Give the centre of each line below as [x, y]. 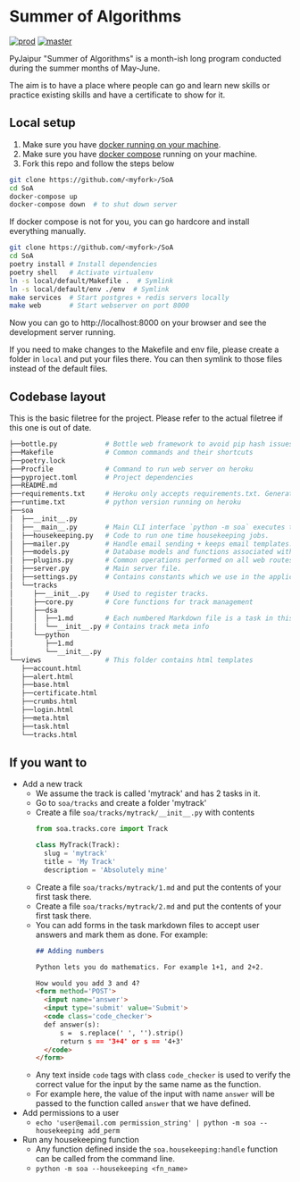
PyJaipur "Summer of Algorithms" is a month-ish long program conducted [146, 58]
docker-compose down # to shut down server [93, 205]
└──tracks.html [49, 734]
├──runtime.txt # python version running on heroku [125, 502]
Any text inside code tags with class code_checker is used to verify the [163, 1075]
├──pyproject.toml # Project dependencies [101, 477]
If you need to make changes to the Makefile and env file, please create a [144, 349]
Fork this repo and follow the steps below [98, 163]
